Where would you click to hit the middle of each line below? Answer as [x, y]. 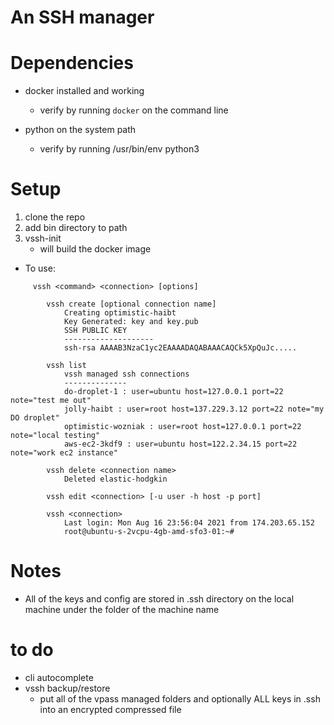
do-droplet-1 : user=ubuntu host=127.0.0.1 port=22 [173, 392]
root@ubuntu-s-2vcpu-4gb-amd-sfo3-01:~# [149, 532]
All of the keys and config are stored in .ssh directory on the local [159, 599]
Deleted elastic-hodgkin [115, 479]
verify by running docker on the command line [134, 110]
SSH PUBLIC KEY [95, 331]
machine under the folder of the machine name [122, 609]
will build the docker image [95, 249]
